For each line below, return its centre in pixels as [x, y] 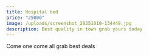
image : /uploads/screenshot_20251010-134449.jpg [69, 23]
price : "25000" [26, 18]
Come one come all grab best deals [51, 46]
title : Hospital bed [33, 12]
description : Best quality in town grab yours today [74, 29]
